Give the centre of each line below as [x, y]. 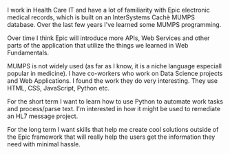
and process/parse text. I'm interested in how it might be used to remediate [114, 109]
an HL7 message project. [43, 116]
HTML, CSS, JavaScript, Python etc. [59, 88]
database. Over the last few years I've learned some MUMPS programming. [114, 25]
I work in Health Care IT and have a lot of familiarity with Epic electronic [108, 10]
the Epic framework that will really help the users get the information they [111, 137]
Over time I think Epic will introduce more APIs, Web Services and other [108, 38]
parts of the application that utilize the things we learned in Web [98, 45]
